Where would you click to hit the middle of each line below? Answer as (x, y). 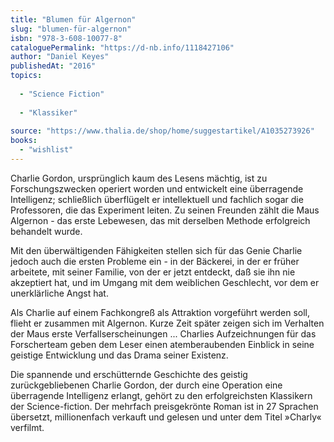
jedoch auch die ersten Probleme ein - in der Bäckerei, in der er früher (155, 261)
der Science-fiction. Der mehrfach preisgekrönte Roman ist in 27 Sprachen (164, 406)
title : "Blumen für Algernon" (73, 19)
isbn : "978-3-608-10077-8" (66, 38)
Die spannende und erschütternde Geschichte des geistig (129, 374)
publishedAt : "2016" (53, 66)
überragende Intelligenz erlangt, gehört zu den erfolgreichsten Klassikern (161, 395)
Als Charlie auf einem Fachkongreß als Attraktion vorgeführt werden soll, (160, 312)
